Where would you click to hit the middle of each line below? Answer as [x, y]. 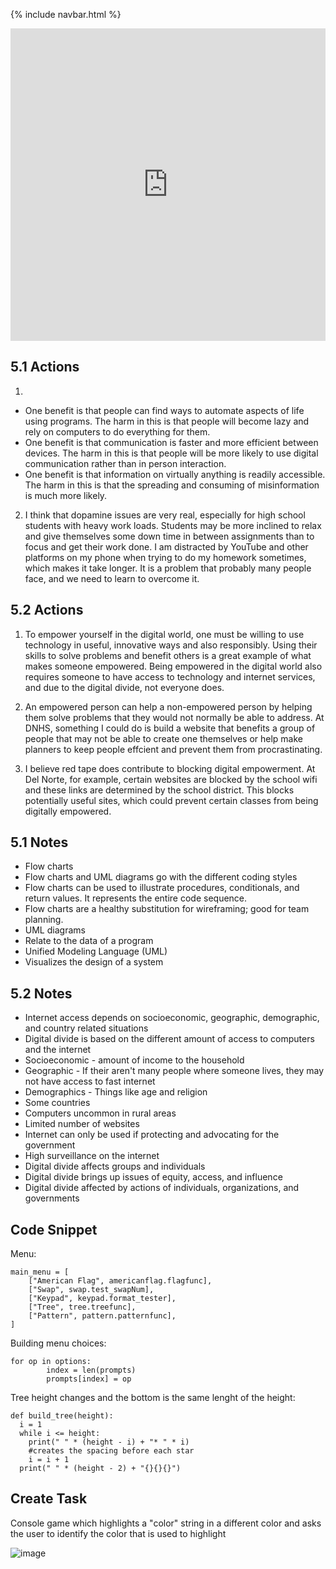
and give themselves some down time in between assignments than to [169, 536]
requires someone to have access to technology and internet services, [170, 676]
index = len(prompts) [91, 1370]
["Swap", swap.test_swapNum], [91, 1290]
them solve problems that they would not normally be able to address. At [174, 717]
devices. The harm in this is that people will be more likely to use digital [171, 453]
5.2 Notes [41, 993]
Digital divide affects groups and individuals [115, 1166]
